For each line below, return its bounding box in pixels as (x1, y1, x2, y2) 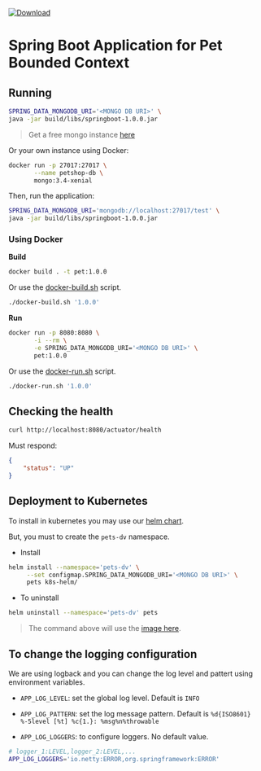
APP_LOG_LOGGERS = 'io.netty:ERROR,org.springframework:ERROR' (8, 755, 220, 763)
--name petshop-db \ (33, 169, 104, 177)
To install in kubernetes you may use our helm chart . (8, 515, 185, 525)
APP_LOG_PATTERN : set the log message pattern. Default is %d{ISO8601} (20, 708, 251, 718)
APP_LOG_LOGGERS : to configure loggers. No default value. (20, 731, 209, 741)
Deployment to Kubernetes (8, 494, 148, 508)
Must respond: (8, 440, 58, 451)
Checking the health (8, 404, 114, 418)
